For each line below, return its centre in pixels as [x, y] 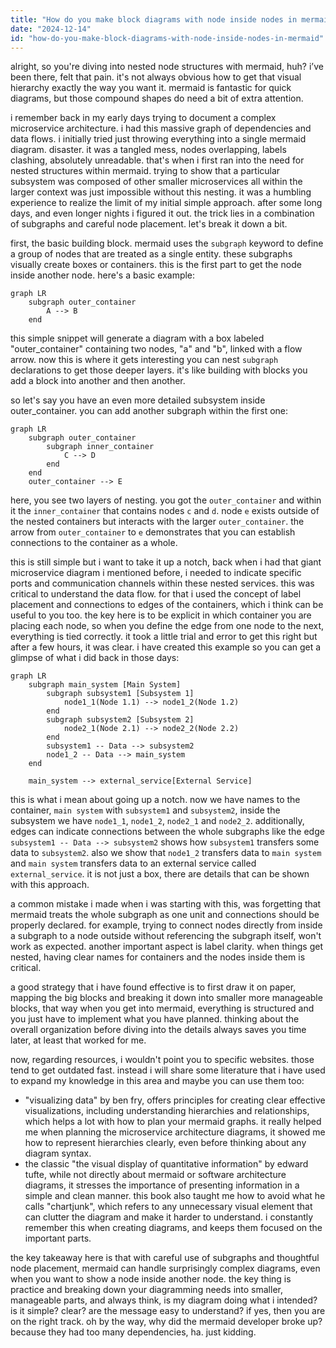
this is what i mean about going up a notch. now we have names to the [155, 800]
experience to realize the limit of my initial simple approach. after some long [166, 203]
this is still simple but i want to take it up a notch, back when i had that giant [166, 562]
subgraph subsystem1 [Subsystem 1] [120, 694]
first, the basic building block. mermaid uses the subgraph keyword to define [167, 243]
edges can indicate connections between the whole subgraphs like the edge [167, 832]
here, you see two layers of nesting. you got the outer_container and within [166, 500]
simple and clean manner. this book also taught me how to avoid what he [175, 1196]
